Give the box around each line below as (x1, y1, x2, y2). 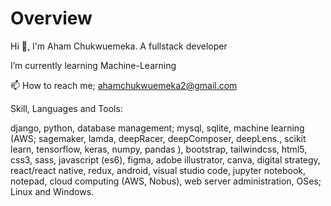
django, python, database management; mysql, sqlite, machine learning (10, 122, 305, 134)
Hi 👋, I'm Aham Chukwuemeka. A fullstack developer (10, 40, 228, 52)
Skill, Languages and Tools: (10, 102, 123, 114)
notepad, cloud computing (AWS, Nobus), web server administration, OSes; (10, 175, 322, 187)
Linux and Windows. (10, 185, 95, 197)
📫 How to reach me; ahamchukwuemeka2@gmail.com (10, 79, 238, 91)
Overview (10, 7, 93, 30)
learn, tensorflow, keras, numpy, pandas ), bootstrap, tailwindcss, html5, (10, 143, 308, 155)
